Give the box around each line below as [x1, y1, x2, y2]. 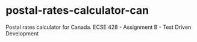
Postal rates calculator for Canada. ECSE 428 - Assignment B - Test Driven [5, 23, 192, 31]
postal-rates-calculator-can [5, 4, 149, 17]
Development [5, 29, 39, 37]
